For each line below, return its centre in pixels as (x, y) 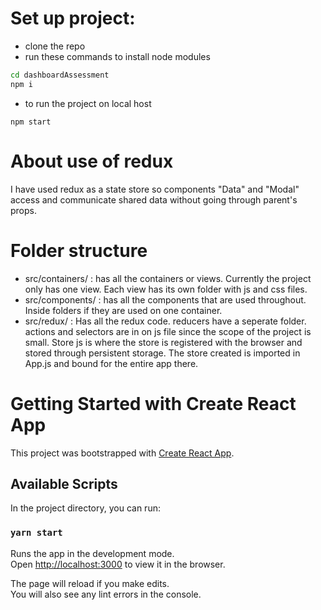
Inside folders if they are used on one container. (123, 310)
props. (23, 210)
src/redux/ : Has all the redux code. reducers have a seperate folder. (165, 321)
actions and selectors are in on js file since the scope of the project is (168, 331)
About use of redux (92, 161)
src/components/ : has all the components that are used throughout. (165, 299)
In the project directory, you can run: (85, 508)
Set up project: (73, 18)
